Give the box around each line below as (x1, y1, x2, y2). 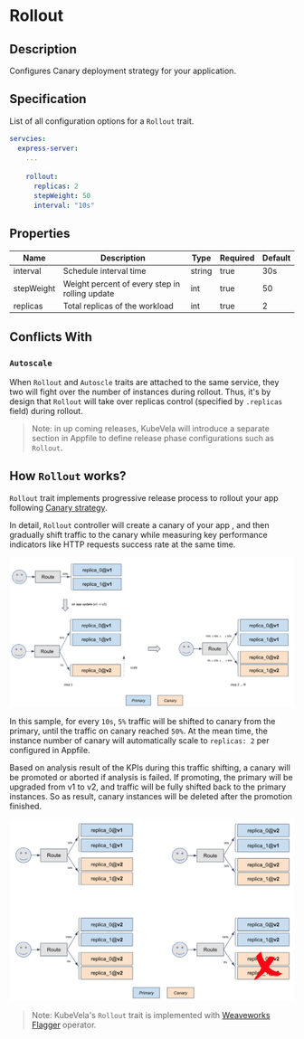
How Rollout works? (9, 468, 127, 484)
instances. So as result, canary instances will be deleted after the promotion (9, 791, 292, 802)
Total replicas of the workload (62, 300, 174, 311)
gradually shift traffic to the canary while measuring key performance (9, 529, 269, 540)
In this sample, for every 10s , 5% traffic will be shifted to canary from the (9, 716, 276, 727)
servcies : (9, 134, 47, 143)
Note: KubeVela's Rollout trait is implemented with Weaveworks (31, 1009, 271, 1020)
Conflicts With (9, 329, 93, 345)
